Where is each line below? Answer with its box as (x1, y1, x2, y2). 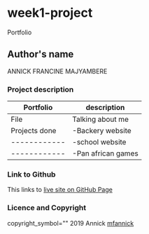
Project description (7, 84, 74, 94)
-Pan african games (72, 149, 139, 158)
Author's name (7, 48, 74, 60)
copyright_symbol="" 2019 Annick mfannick (7, 219, 134, 227)
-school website (72, 137, 127, 147)
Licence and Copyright (7, 203, 87, 213)
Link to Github (7, 170, 56, 179)
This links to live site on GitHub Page (7, 186, 113, 194)
